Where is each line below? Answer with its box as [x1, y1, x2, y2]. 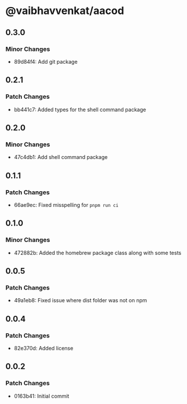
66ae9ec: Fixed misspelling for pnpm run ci [13, 201, 119, 208]
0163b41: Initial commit [13, 392, 70, 399]
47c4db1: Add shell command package [13, 154, 108, 161]
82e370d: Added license [13, 345, 74, 351]
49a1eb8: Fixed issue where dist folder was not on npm [13, 297, 147, 304]
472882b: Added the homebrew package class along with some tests [13, 249, 182, 256]
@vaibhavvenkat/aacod [5, 4, 124, 18]
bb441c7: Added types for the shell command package [13, 106, 147, 113]
